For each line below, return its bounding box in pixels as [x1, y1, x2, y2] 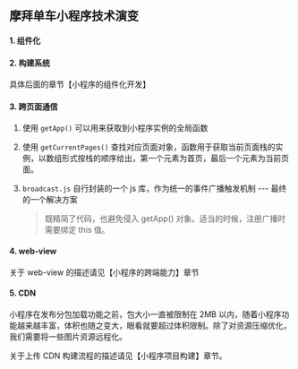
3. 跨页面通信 [9, 101, 58, 112]
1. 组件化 [9, 35, 41, 46]
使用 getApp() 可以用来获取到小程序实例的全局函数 [21, 123, 209, 133]
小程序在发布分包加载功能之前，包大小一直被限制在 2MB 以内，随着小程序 [9, 308, 282, 320]
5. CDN [9, 287, 37, 298]
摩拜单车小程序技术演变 [9, 8, 139, 24]
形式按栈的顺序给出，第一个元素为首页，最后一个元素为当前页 [61, 153, 289, 164]
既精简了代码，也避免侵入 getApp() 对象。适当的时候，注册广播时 [44, 213, 286, 224]
